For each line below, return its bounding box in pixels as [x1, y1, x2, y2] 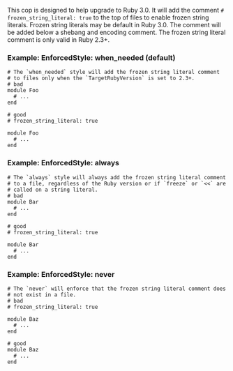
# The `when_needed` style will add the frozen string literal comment [7, 69, 220, 76]
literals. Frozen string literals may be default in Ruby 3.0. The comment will [7, 21, 221, 29]
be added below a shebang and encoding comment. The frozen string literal [7, 28, 226, 36]
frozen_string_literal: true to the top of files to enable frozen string [7, 13, 209, 22]
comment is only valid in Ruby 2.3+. [7, 36, 110, 44]
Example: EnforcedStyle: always [7, 158, 120, 168]
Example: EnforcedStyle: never [7, 269, 115, 279]
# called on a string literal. [7, 186, 98, 193]
